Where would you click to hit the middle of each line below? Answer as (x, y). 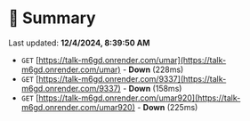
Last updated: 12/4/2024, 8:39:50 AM (79, 43)
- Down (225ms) (167, 107)
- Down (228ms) (153, 69)
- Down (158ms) (152, 88)
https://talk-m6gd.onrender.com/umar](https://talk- (133, 60)
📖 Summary (52, 18)
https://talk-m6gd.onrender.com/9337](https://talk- (133, 78)
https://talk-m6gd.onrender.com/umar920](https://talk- (140, 98)
